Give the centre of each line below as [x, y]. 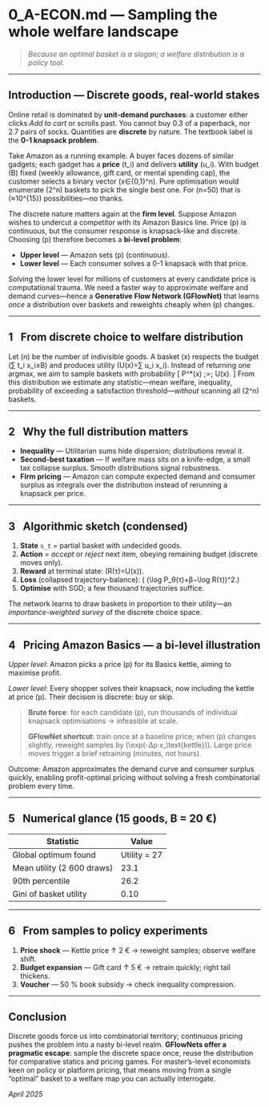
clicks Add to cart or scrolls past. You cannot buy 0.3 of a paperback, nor [129, 123]
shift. [28, 959]
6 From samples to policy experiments [108, 931]
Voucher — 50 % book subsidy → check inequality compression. [128, 984]
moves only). [41, 563]
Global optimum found [54, 854]
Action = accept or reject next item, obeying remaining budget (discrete [139, 554]
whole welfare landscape [93, 32]
